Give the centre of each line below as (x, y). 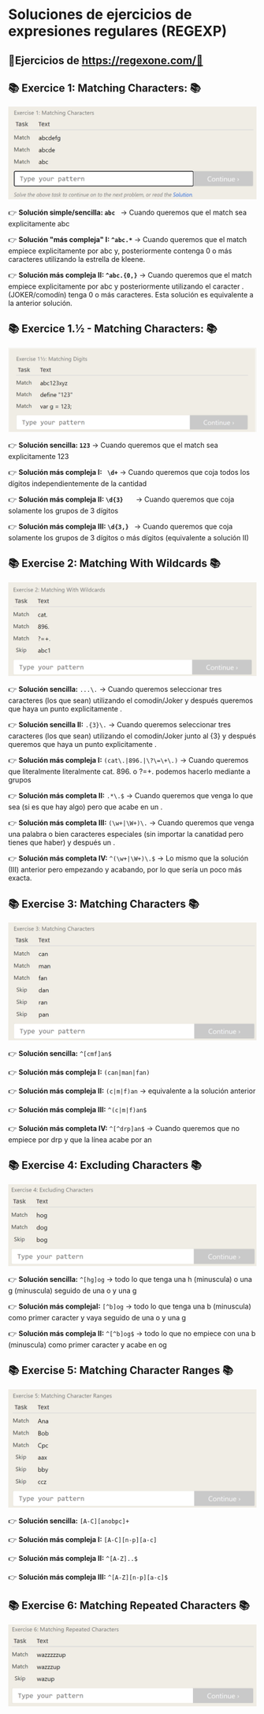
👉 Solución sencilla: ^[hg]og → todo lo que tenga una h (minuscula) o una (130, 1279)
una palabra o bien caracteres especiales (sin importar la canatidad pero (126, 835)
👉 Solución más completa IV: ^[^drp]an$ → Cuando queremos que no (124, 1128)
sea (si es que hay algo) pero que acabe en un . (86, 807)
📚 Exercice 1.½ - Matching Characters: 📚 (113, 329)
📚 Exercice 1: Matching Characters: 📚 (104, 88)
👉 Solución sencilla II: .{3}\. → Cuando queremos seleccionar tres (119, 725)
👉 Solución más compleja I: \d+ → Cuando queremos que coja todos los (129, 472)
